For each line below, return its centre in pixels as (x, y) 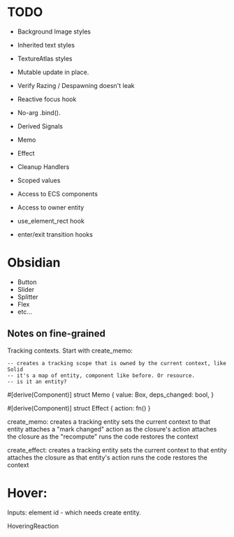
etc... (25, 311)
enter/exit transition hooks (55, 234)
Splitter (28, 297)
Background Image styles (54, 31)
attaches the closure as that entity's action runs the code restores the (107, 457)
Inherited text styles (46, 45)
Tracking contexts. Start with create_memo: (70, 351)
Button (27, 282)
